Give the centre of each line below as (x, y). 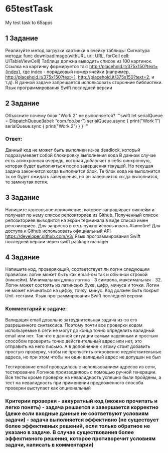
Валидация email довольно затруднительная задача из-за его (71, 320)
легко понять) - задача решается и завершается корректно (82, 407)
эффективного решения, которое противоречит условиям (80, 438)
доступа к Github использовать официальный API (58, 231)
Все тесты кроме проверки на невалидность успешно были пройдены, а (83, 377)
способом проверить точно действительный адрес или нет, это (73, 341)
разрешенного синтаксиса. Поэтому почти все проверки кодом (74, 325)
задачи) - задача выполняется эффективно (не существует (82, 419)
